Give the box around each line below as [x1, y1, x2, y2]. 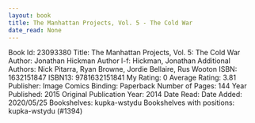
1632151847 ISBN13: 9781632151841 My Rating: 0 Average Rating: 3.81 [8, 73, 236, 83]
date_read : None [8, 26, 62, 34]
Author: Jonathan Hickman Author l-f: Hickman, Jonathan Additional [8, 56, 231, 65]
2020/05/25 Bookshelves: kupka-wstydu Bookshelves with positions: [8, 98, 235, 107]
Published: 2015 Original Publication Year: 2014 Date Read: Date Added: [8, 90, 243, 99]
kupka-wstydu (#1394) [8, 106, 83, 116]
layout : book [8, 11, 51, 20]
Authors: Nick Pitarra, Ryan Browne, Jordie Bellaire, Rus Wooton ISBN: [8, 65, 238, 74]
